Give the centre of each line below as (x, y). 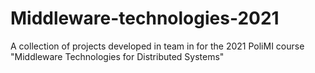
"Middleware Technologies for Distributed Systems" (117, 56)
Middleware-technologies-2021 (145, 18)
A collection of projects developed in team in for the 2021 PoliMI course (157, 46)
